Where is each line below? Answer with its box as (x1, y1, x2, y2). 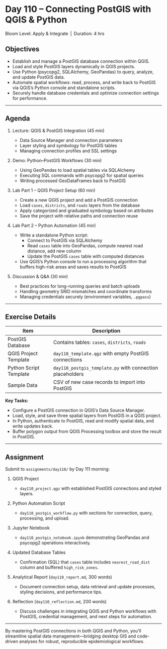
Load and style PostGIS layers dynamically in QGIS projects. (12, 63, 136, 69)
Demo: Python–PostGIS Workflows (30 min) (12, 157, 102, 163)
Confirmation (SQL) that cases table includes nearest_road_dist (19, 559, 150, 565)
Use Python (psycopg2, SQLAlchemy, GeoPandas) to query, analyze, (12, 69, 154, 75)
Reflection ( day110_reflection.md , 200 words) (12, 599, 107, 605)
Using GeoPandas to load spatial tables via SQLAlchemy (19, 167, 135, 173)
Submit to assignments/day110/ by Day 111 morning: (5, 466, 110, 472)
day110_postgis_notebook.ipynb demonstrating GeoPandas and (19, 535, 150, 541)
